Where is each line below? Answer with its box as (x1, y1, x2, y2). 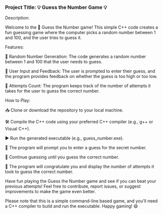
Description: (5, 15, 30, 21)
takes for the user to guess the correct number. (5, 88, 100, 94)
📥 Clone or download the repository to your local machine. (5, 107, 124, 113)
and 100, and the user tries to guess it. (5, 35, 82, 40)
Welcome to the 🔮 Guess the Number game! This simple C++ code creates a (5, 24, 158, 30)
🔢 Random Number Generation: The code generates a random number (5, 54, 146, 59)
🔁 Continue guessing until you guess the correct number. (5, 154, 119, 160)
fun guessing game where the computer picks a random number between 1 (5, 30, 156, 36)
